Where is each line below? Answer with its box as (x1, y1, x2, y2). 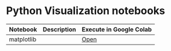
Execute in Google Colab (81, 25, 152, 33)
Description (43, 25, 76, 33)
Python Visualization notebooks (6, 4, 166, 18)
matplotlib (9, 35, 37, 43)
